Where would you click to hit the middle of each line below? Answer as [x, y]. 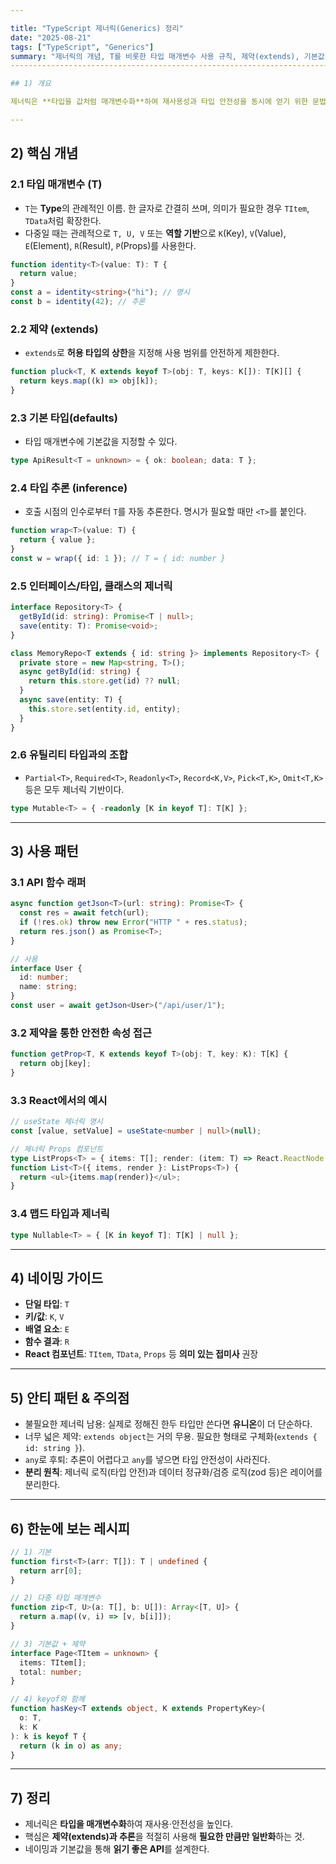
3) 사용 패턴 [44, 851]
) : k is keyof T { [48, 1736]
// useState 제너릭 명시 [56, 1122]
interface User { [46, 968]
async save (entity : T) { [71, 700]
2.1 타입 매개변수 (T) [56, 184]
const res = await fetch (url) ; [84, 913]
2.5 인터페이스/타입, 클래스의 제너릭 [91, 586]
